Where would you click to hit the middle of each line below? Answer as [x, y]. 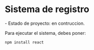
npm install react [24, 42]
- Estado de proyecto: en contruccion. [45, 23]
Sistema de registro [47, 9]
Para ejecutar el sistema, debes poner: [45, 33]
